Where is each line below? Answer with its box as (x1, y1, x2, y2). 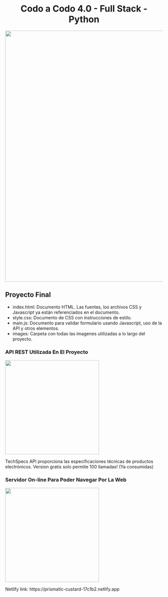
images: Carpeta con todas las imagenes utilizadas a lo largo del (12, 330, 145, 336)
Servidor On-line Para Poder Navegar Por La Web (5, 476, 126, 483)
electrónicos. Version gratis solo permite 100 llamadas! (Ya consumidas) (5, 464, 154, 470)
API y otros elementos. (12, 325, 59, 331)
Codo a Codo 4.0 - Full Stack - (20, 3, 147, 15)
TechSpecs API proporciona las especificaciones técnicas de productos (5, 458, 153, 464)
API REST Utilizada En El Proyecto (5, 348, 88, 355)
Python (68, 14, 99, 25)
